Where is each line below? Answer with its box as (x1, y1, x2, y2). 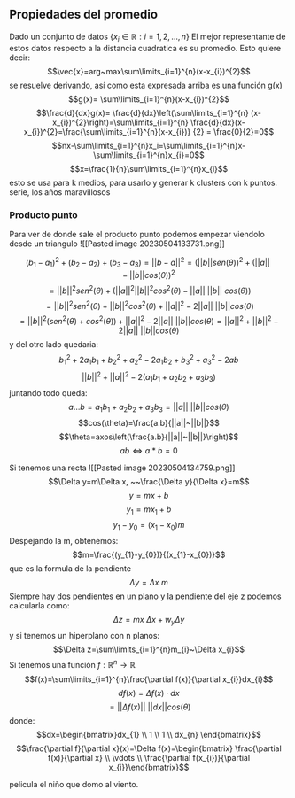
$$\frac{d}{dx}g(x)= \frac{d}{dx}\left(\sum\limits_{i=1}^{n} (36, 107, 250, 118)
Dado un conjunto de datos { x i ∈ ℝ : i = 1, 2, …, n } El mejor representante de (9, 31, 286, 43)
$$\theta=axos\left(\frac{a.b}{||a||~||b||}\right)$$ (58, 431, 239, 442)
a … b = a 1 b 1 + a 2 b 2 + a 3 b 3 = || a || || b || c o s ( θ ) (68, 401, 229, 414)
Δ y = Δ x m (129, 577, 168, 588)
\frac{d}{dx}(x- (190, 117, 245, 128)
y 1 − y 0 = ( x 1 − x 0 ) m (113, 520, 185, 532)
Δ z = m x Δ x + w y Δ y (113, 615, 185, 627)
